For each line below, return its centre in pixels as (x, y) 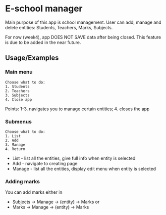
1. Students (17, 86)
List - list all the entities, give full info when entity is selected (74, 158)
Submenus (19, 122)
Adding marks (23, 181)
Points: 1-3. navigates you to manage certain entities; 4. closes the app (77, 109)
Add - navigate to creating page (45, 163)
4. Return (15, 149)
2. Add (12, 140)
